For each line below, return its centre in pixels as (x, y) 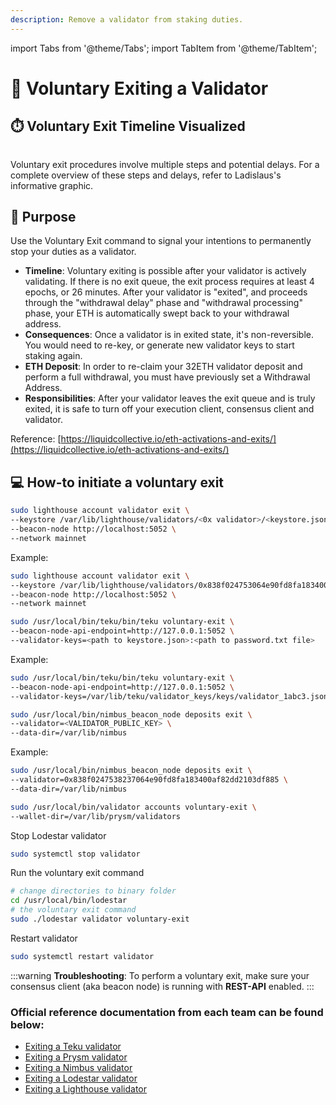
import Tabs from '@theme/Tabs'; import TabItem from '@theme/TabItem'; (164, 48)
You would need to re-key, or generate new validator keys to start (159, 345)
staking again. (53, 356)
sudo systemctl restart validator (82, 956)
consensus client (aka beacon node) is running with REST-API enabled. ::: (162, 986)
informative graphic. (52, 185)
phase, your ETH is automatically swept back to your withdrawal (157, 313)
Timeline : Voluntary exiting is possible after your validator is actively (165, 271)
